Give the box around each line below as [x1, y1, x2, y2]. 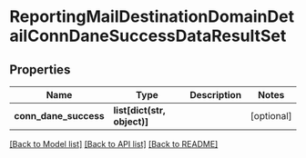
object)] [113, 115, 148, 128]
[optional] [250, 110, 292, 122]
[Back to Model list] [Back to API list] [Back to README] [9, 139, 219, 149]
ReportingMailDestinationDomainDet [9, 6, 294, 27]
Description [189, 89, 242, 101]
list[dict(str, [113, 104, 166, 116]
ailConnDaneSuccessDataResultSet [9, 25, 287, 46]
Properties [9, 62, 71, 77]
